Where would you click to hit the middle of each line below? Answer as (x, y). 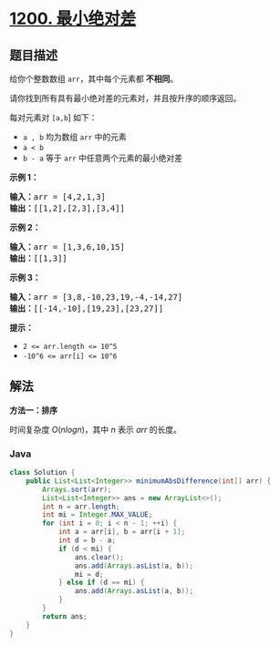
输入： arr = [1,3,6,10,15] (67, 247)
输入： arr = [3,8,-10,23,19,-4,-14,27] (96, 297)
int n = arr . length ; (81, 507)
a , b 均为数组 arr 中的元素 (74, 137)
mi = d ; (89, 574)
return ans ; (65, 616)
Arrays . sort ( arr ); (77, 489)
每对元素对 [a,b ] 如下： (53, 118)
